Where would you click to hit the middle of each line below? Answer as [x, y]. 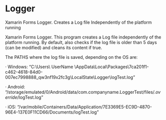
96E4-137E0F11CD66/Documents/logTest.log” [52, 112]
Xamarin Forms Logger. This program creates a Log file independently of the [83, 37]
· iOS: [11, 107]
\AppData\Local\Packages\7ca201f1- [111, 67]
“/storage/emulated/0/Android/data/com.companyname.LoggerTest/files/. [81, 92]
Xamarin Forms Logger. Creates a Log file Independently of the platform [79, 22]
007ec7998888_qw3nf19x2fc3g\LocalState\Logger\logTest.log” [70, 77]
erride [11, 97]
